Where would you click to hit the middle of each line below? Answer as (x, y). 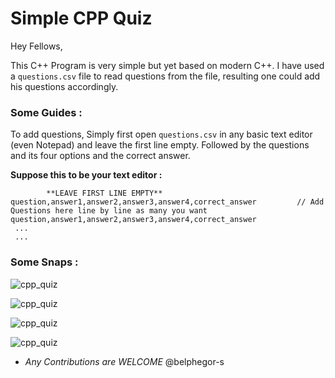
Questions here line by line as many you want (109, 211)
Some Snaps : (44, 262)
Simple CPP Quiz (81, 18)
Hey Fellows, (36, 46)
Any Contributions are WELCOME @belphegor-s (124, 361)
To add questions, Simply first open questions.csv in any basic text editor (161, 134)
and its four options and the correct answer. (100, 156)
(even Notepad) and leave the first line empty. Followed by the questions (160, 145)
